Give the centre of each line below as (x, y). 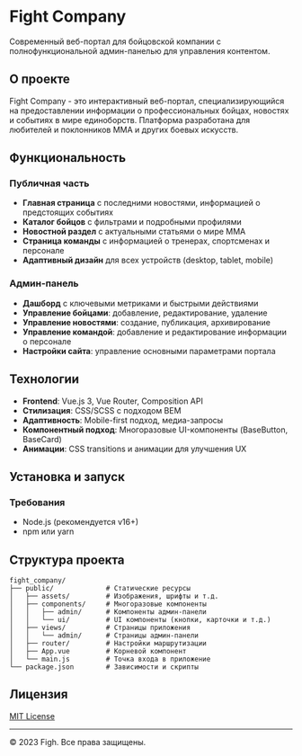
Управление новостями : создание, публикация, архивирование (147, 322)
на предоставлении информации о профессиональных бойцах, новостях (149, 111)
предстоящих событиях (68, 212)
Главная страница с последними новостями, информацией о (141, 203)
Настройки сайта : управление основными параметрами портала (149, 351)
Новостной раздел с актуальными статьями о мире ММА (134, 232)
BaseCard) (42, 439)
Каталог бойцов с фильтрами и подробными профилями (132, 222)
